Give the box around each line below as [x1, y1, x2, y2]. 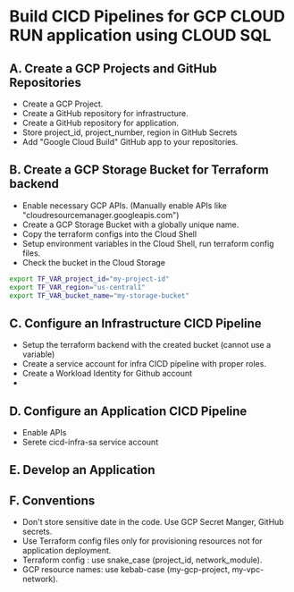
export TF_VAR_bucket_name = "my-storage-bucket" [9, 291, 190, 300]
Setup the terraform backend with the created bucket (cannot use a [21, 340, 272, 351]
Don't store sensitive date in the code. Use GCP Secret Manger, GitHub [21, 517, 284, 528]
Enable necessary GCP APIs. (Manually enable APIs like [21, 199, 228, 211]
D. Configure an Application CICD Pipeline [9, 403, 248, 419]
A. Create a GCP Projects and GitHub [9, 61, 217, 76]
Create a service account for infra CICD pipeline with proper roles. [21, 359, 266, 369]
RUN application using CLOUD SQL [9, 25, 272, 46]
